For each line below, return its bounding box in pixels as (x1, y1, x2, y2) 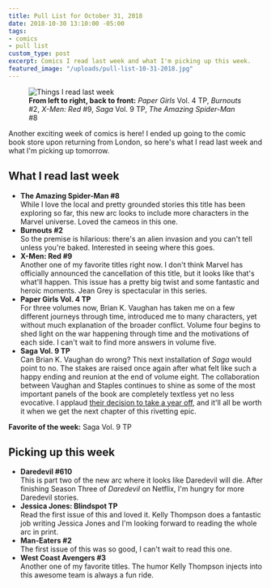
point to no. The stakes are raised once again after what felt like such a (19, 363, 257, 373)
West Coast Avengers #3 (19, 553, 107, 563)
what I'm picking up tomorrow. (8, 145, 110, 155)
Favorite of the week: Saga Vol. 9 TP (8, 422, 132, 431)
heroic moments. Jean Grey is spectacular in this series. (19, 285, 208, 295)
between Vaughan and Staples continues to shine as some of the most (19, 380, 256, 390)
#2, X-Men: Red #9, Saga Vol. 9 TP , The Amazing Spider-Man (28, 104, 235, 114)
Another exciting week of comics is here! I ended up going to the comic (8, 128, 247, 138)
